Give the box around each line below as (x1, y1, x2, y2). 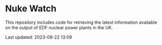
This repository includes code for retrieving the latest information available (5, 19, 158, 25)
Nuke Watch (5, 3, 57, 14)
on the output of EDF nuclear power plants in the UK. (5, 24, 113, 30)
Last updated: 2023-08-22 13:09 (5, 34, 72, 40)
